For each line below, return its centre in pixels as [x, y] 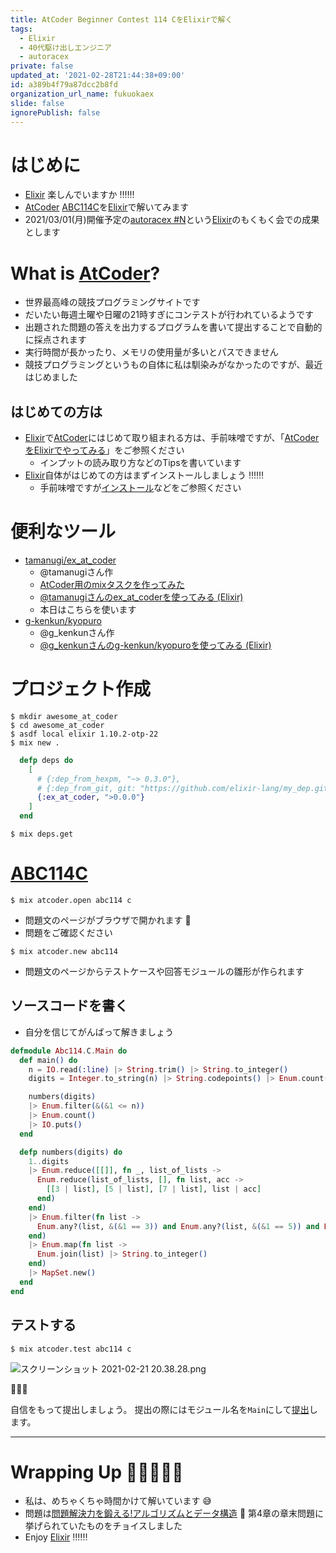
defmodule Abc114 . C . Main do [69, 1051]
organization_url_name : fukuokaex [82, 94]
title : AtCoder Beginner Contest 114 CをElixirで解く [121, 19]
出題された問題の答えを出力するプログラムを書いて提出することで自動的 [173, 327]
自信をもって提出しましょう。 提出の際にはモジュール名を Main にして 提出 [160, 1409]
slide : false [37, 103]
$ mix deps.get [42, 834]
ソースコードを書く [69, 1006]
